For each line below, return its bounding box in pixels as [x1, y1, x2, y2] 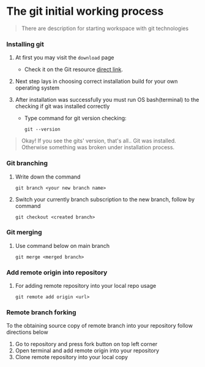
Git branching [6, 159, 48, 168]
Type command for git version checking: [24, 115, 127, 122]
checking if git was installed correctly [15, 102, 110, 110]
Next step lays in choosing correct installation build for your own [15, 78, 178, 85]
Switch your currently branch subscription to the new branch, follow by [15, 195, 195, 203]
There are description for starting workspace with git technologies [21, 25, 188, 32]
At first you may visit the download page [15, 54, 114, 61]
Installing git [6, 40, 44, 48]
